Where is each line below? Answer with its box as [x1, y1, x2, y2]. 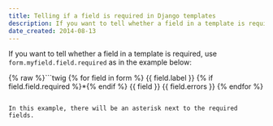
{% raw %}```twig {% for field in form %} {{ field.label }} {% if [8, 73, 214, 83]
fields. [8, 111, 35, 120]
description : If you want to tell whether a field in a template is [8, 19, 245, 27]
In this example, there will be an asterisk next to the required [8, 104, 238, 113]
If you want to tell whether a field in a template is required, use [8, 49, 218, 59]
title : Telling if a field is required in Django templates [8, 11, 217, 20]
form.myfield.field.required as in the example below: [8, 57, 193, 67]
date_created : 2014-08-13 [8, 27, 96, 35]
